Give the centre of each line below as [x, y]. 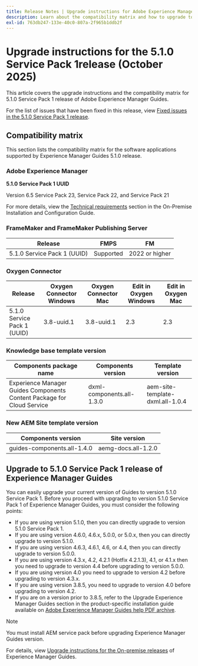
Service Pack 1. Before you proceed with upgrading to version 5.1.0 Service [97, 499]
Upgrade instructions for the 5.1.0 [90, 52]
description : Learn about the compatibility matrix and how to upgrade [96, 17]
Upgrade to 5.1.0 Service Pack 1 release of [85, 469]
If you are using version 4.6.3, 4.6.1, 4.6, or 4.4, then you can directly [98, 548]
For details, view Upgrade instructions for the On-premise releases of [90, 651]
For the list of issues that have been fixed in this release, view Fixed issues [97, 111]
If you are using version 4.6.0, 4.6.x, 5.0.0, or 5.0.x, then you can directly [102, 535]
